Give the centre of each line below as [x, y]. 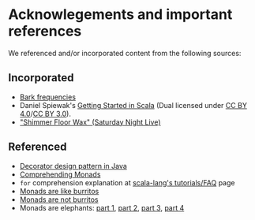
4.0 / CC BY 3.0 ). [45, 114]
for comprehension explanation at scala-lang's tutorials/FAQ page [127, 182]
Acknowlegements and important [120, 15]
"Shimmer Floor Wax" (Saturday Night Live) [90, 122]
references [45, 31]
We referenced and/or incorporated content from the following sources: [125, 53]
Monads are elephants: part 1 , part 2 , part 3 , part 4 [102, 207]
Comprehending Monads [60, 174]
